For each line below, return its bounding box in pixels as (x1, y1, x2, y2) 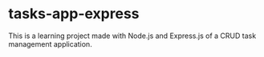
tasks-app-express (8, 5, 140, 23)
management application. (8, 39, 92, 48)
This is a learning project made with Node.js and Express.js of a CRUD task (8, 31, 257, 40)
